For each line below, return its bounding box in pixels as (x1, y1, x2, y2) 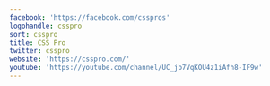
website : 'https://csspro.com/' (9, 55, 130, 64)
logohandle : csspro (9, 21, 83, 30)
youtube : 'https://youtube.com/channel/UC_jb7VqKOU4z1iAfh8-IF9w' (9, 64, 263, 73)
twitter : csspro (9, 47, 70, 56)
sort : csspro (9, 30, 58, 39)
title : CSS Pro (9, 38, 66, 47)
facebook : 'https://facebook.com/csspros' (9, 13, 170, 22)
